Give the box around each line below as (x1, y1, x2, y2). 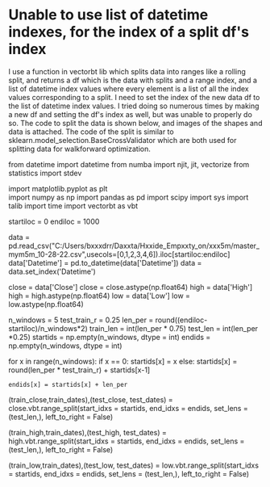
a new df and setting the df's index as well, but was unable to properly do (8, 109, 252, 119)
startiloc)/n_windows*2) (8, 323, 89, 333)
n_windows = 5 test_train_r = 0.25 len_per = (8, 315, 154, 325)
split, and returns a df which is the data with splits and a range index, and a (8, 75, 258, 85)
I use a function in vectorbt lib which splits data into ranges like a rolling (8, 66, 246, 76)
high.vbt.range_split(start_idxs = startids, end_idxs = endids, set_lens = (8, 436, 245, 446)
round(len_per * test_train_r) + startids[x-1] (8, 365, 151, 375)
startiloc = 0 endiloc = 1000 (8, 216, 100, 226)
